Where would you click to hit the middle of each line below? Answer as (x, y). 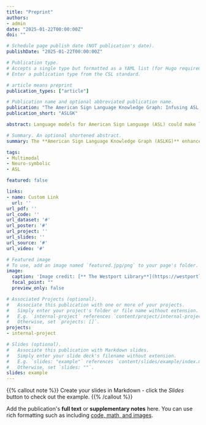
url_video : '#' (26, 248)
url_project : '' (27, 232)
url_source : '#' (27, 243)
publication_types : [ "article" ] (48, 91)
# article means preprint (39, 85)
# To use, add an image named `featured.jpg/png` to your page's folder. (103, 265)
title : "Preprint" (30, 12)
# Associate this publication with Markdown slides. (78, 350)
